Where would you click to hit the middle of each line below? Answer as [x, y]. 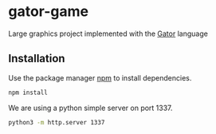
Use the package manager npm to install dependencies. [100, 77]
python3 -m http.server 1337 [57, 122]
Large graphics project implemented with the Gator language [108, 33]
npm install [28, 93]
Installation [37, 59]
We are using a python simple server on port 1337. [90, 108]
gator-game [49, 12]
